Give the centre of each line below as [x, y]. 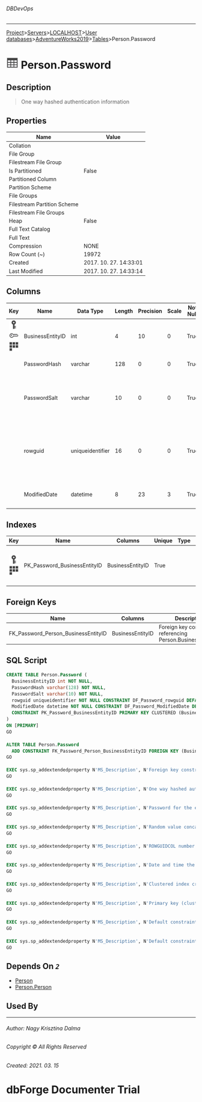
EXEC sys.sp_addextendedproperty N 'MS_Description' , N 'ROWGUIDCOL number [101, 846]
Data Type [90, 311]
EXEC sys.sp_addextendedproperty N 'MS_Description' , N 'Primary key [93, 903]
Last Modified [26, 271]
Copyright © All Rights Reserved [47, 1047]
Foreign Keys [31, 602]
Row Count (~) [27, 254]
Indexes [22, 525]
